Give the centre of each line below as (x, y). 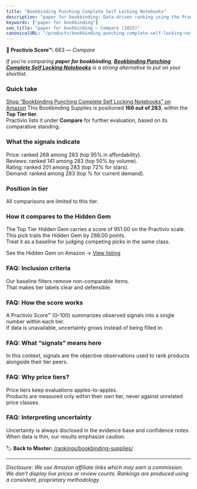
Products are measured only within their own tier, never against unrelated (95, 396)
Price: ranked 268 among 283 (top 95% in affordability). (74, 154)
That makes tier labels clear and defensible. (59, 287)
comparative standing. (33, 127)
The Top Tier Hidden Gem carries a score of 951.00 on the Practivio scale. (96, 229)
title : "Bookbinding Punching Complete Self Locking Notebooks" (86, 11)
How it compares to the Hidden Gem (59, 216)
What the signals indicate (43, 142)
